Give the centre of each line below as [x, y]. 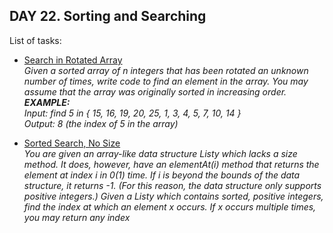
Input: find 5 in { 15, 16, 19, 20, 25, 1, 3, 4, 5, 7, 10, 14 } [132, 113]
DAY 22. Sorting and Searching [108, 16]
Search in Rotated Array [73, 60]
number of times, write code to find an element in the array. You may [166, 81]
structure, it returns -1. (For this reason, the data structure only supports [172, 185]
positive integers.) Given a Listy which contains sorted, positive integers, [173, 196]
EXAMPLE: [47, 102]
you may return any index [77, 217]
